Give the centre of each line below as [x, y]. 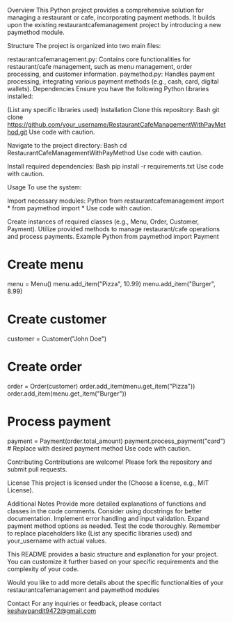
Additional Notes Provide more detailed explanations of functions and [107, 504]
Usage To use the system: [45, 187]
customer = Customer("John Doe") [57, 339]
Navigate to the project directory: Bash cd [67, 145]
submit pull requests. [37, 469]
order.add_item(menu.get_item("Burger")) [67, 394]
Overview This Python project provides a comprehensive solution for [106, 10]
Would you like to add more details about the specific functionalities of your [115, 582]
